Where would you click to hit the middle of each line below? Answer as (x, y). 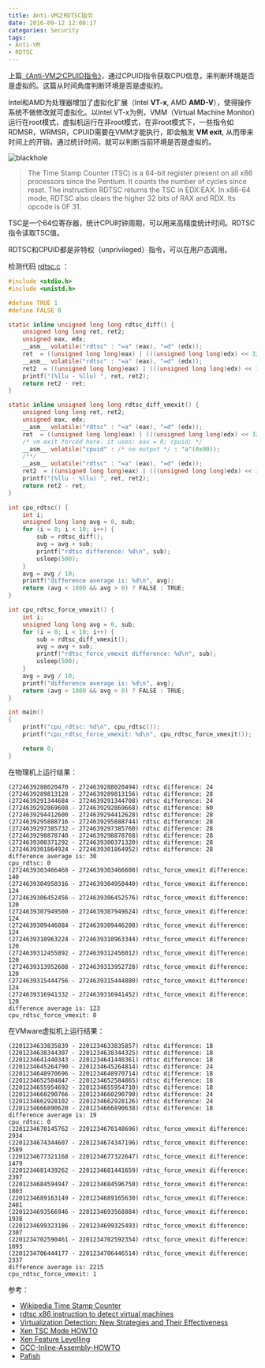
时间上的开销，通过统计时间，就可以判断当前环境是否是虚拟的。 (112, 142)
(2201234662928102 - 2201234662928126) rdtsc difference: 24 (111, 1101)
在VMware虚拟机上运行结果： (56, 1031)
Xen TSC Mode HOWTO (59, 1330)
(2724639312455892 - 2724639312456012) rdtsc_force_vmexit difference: (128, 953)
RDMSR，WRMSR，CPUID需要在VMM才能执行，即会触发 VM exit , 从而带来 (131, 132)
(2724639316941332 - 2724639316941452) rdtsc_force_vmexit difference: (128, 994)
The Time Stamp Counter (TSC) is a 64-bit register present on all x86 (140, 173)
